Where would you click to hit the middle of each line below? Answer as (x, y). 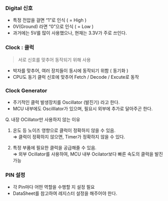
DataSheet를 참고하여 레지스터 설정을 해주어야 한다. (65, 193)
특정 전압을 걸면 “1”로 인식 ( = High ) (50, 20)
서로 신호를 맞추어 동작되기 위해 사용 (54, 59)
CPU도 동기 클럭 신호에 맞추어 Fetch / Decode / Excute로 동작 (76, 77)
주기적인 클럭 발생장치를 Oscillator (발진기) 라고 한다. (66, 102)
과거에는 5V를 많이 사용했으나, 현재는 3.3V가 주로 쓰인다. (70, 33)
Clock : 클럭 (20, 48)
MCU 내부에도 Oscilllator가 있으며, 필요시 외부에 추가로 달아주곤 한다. (83, 108)
